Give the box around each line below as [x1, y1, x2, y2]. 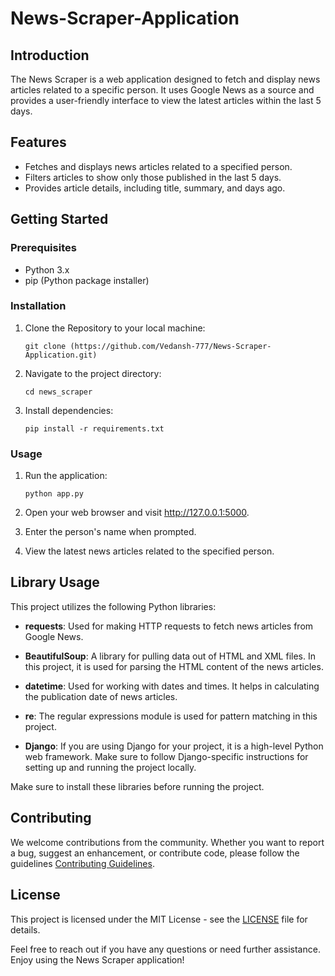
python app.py [24, 489, 84, 499]
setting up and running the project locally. [24, 761, 197, 773]
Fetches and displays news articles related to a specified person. [24, 160, 293, 172]
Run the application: [24, 470, 108, 482]
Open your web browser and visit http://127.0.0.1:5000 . [24, 507, 250, 519]
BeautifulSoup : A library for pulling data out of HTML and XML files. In [24, 650, 316, 662]
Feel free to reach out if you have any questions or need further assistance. [10, 943, 321, 955]
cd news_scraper [24, 387, 93, 397]
